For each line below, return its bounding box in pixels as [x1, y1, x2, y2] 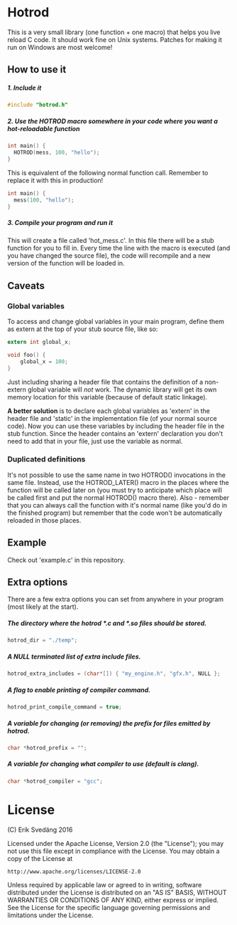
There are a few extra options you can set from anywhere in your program [7, 595, 224, 604]
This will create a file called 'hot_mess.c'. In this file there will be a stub [7, 236, 214, 245]
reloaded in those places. [7, 516, 82, 524]
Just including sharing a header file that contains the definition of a [7, 377, 204, 386]
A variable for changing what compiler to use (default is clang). [7, 760, 199, 768]
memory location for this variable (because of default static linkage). [7, 392, 208, 401]
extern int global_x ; [7, 339, 72, 346]
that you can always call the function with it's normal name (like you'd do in [7, 501, 228, 509]
